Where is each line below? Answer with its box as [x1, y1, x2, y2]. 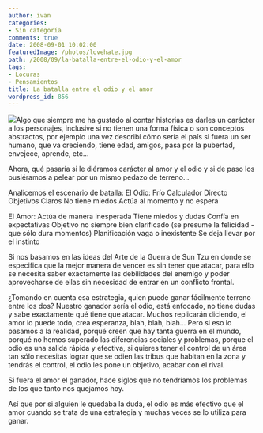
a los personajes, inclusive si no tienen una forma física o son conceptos [8, 123, 245, 133]
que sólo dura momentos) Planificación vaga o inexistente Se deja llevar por [8, 229, 255, 238]
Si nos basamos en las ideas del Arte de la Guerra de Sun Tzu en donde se [8, 253, 251, 262]
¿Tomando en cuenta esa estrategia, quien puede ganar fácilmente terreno [8, 293, 251, 302]
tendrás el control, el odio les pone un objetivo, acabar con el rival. [8, 360, 225, 370]
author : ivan [8, 11, 51, 20]
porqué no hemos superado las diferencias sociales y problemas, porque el [8, 335, 254, 344]
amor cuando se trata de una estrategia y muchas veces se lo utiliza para [8, 408, 246, 417]
